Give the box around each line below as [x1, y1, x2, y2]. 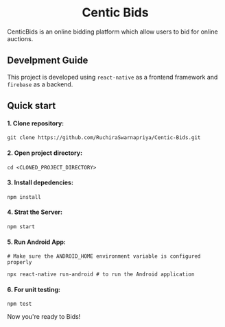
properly [7, 259, 32, 266]
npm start [7, 223, 36, 230]
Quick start [7, 100, 56, 112]
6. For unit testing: [7, 285, 60, 293]
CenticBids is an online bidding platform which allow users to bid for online [7, 27, 218, 36]
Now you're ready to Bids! [7, 313, 81, 321]
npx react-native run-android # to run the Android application [7, 271, 195, 278]
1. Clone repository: [7, 119, 64, 128]
